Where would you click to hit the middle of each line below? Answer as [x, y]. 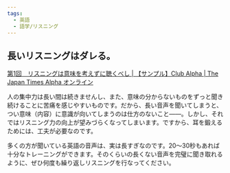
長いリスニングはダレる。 [61, 56]
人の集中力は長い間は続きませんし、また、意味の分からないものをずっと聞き [115, 97]
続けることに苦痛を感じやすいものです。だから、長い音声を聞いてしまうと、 [115, 105]
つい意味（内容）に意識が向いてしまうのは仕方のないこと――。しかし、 [109, 114]
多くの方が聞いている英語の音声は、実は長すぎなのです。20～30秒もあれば [114, 146]
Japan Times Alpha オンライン [50, 82]
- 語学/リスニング [36, 26]
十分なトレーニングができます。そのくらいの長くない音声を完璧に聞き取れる [115, 154]
